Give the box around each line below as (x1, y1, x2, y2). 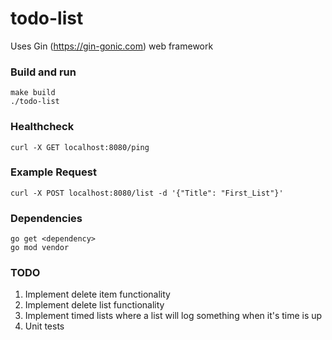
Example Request (10, 165, 97, 179)
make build (10, 88, 56, 98)
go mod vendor (10, 243, 70, 253)
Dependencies (10, 211, 83, 225)
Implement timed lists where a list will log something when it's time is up (24, 310, 323, 322)
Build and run (10, 65, 77, 79)
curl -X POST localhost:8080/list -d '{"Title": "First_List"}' (10, 188, 284, 198)
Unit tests (24, 320, 65, 332)
